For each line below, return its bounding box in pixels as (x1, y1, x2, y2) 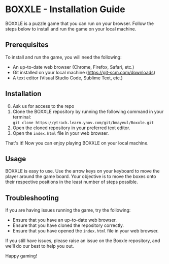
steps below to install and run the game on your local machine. (5, 25, 137, 32)
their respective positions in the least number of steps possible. (5, 179, 138, 185)
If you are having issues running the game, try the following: (5, 207, 131, 213)
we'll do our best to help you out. (5, 243, 75, 249)
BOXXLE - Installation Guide (5, 4, 125, 15)
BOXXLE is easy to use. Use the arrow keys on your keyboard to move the (5, 168, 160, 174)
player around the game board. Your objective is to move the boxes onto (5, 173, 156, 180)
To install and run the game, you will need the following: (5, 54, 122, 60)
